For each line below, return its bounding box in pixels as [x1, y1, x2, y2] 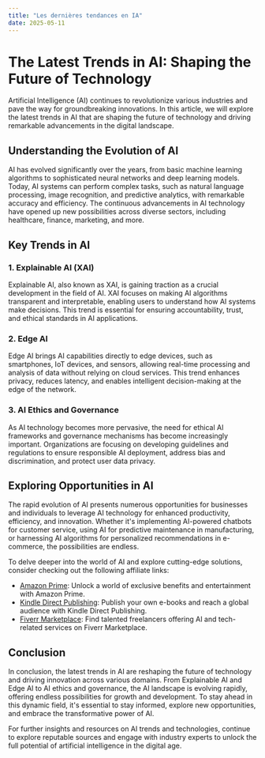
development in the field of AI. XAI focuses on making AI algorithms [8, 288, 228, 297]
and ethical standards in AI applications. [8, 313, 138, 322]
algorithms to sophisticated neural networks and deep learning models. [8, 173, 240, 183]
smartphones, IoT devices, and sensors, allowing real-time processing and [8, 360, 251, 369]
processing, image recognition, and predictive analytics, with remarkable [8, 190, 244, 200]
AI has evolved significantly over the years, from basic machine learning [8, 165, 243, 175]
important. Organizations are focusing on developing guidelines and [8, 439, 229, 449]
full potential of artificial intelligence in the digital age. [8, 741, 182, 751]
